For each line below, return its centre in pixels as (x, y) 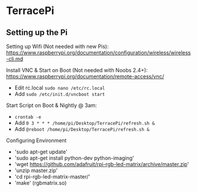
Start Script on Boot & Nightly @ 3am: (52, 105)
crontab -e (28, 117)
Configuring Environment (36, 140)
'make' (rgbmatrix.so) (40, 183)
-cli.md (15, 59)
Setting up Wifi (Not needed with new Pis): (57, 46)
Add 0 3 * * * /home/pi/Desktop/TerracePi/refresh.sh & (85, 123)
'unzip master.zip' (36, 170)
